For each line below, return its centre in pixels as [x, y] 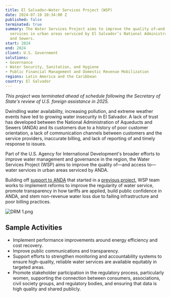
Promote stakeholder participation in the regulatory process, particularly [88, 272]
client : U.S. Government [32, 53]
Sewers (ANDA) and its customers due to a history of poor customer [77, 127]
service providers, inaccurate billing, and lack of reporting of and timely [80, 138]
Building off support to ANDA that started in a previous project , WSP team [83, 180]
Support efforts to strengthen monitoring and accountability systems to [87, 256]
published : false [24, 19]
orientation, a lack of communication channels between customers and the [84, 133]
